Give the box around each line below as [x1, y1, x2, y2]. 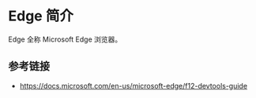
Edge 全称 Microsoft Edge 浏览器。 [8, 34, 122, 44]
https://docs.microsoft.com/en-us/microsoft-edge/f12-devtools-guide [19, 81, 247, 90]
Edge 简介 [8, 7, 73, 25]
